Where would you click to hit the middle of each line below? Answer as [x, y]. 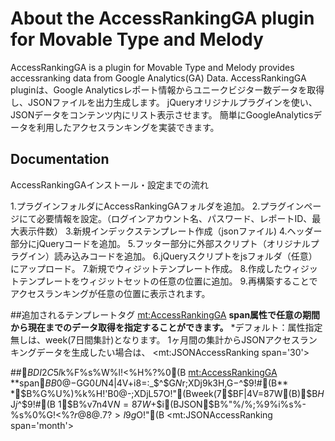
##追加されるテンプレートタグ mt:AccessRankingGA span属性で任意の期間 [165, 314]
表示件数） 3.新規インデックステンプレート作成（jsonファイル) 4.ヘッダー [170, 231]
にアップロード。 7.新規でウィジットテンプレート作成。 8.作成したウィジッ [164, 268]
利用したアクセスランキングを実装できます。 [128, 127]
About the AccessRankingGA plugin [162, 18]
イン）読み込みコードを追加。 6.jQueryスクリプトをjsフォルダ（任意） [172, 256]
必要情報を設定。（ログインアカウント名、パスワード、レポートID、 [174, 218]
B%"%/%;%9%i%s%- [260, 404]
